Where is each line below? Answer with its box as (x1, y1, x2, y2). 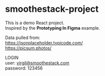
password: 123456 (5, 65, 43, 71)
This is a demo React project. (5, 20, 65, 26)
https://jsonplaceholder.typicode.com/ (5, 39, 83, 45)
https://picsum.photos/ (5, 45, 52, 51)
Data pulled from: (5, 35, 40, 40)
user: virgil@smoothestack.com (5, 60, 70, 66)
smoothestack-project (5, 3, 99, 15)
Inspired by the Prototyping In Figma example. (5, 25, 100, 31)
